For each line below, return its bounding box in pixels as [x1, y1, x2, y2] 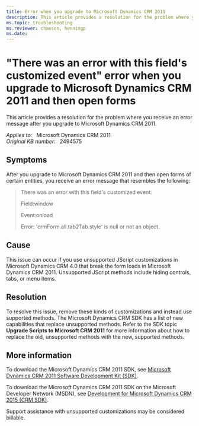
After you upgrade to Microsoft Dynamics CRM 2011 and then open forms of [6, 170, 191, 178]
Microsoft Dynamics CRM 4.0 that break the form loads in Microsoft [6, 262, 171, 269]
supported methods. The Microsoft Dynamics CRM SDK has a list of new [6, 314, 184, 321]
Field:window [20, 200, 53, 207]
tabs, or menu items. [6, 275, 56, 282]
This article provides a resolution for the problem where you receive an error [6, 114, 192, 121]
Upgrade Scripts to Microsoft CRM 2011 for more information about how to [6, 327, 190, 334]
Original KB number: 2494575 [6, 138, 82, 145]
